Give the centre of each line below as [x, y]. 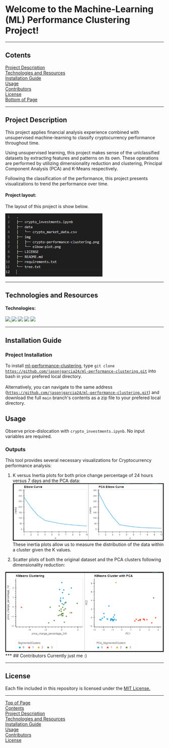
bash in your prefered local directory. [44, 377]
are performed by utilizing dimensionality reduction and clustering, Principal [84, 163]
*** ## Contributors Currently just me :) [46, 656]
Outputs [16, 449]
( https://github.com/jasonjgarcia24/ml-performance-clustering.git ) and [82, 393]
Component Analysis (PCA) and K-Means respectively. [62, 168]
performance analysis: [28, 465]
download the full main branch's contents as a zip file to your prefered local [83, 398]
